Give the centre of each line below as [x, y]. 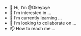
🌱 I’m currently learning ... [36, 18]
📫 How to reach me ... [32, 28]
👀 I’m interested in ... [30, 13]
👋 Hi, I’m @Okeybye [30, 8]
